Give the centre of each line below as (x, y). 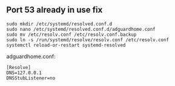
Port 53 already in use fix (54, 10)
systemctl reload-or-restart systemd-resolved (66, 45)
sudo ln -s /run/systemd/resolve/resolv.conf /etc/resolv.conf (88, 40)
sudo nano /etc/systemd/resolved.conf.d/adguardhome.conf (81, 29)
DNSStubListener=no (31, 78)
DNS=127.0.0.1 (24, 73)
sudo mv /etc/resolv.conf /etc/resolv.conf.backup (71, 35)
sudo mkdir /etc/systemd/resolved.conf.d (59, 24)
